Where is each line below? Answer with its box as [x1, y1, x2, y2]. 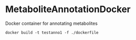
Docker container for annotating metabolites [5, 20, 98, 26]
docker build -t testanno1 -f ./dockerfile [5, 30, 99, 35]
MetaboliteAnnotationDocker [5, 4, 131, 15]
